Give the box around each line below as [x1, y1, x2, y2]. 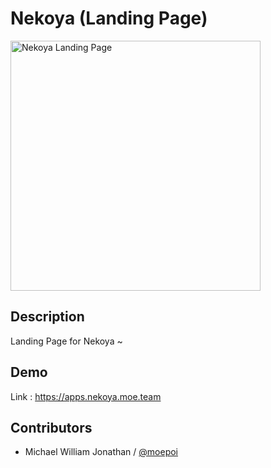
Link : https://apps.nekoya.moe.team [10, 390, 162, 402]
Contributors [10, 419, 93, 436]
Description [10, 308, 85, 326]
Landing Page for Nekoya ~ [10, 335, 123, 347]
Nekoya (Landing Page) [10, 7, 208, 30]
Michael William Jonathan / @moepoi [24, 446, 179, 458]
